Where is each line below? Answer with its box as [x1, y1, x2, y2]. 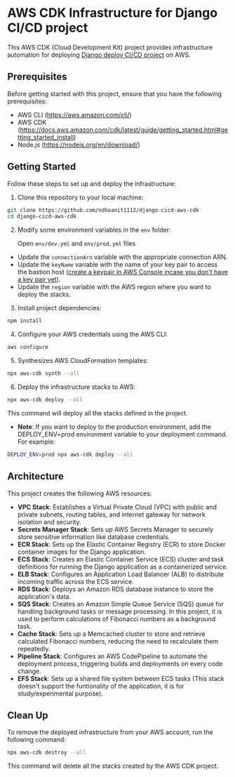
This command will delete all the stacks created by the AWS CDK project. [7, 762, 219, 770]
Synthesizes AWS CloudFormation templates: [17, 357, 149, 365]
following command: [7, 736, 67, 744]
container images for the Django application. [17, 547, 146, 556]
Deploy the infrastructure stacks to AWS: [17, 383, 135, 391]
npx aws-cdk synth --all [7, 370, 80, 377]
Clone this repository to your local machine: [17, 193, 144, 201]
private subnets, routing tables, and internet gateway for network [17, 510, 206, 519]
